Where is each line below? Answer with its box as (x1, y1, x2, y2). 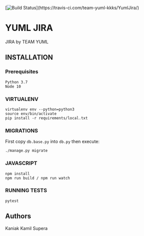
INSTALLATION (5, 53, 53, 62)
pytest (5, 198, 19, 203)
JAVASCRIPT (5, 160, 37, 167)
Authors (5, 212, 31, 220)
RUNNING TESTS (5, 187, 47, 194)
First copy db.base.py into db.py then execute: (5, 138, 100, 144)
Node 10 (5, 84, 21, 89)
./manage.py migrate (5, 148, 48, 153)
